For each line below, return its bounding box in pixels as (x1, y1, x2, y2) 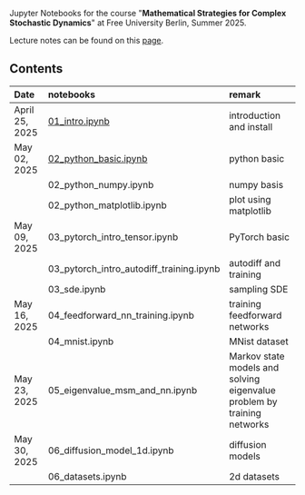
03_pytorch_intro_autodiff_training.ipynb (47, 262, 221, 275)
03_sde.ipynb (47, 282, 106, 295)
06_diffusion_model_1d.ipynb (47, 444, 174, 457)
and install (228, 120, 273, 133)
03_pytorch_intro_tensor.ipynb (47, 231, 179, 243)
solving (228, 372, 261, 385)
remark (228, 88, 261, 101)
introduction (228, 109, 281, 122)
